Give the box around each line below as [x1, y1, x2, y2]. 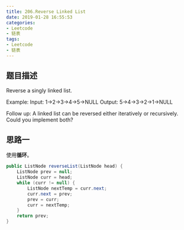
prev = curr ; [27, 196, 60, 202]
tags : [6, 36, 20, 42]
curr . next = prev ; [27, 191, 73, 197]
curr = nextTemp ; [27, 202, 70, 208]
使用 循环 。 [6, 152, 33, 159]
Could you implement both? [6, 116, 73, 123]
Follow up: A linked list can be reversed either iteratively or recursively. [6, 110, 179, 117]
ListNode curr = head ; [17, 174, 73, 181]
